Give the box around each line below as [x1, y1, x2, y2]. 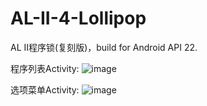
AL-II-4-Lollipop [10, 7, 147, 30]
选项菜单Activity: [10, 83, 80, 96]
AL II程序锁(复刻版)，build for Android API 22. [10, 41, 198, 53]
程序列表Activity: [10, 62, 80, 74]
